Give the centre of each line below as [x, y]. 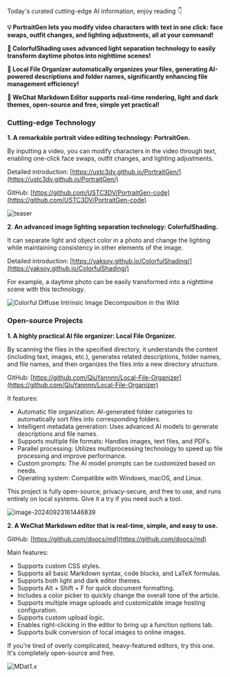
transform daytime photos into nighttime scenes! [79, 56]
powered [20, 77]
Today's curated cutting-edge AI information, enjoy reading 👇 [95, 11]
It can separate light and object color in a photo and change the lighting [109, 240]
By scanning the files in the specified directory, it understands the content [113, 349]
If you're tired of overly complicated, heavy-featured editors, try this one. [111, 645]
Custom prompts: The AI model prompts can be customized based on [116, 463]
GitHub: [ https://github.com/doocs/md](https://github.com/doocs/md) [107, 539]
